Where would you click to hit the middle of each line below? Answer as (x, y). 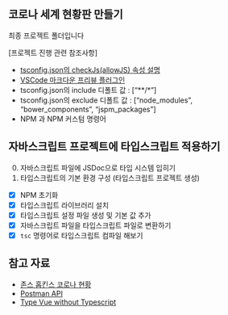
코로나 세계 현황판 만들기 (66, 15)
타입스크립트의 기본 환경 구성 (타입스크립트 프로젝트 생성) (110, 178)
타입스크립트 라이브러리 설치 (64, 205)
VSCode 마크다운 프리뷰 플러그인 (73, 80)
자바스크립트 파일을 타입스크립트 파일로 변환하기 (95, 225)
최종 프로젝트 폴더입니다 (46, 36)
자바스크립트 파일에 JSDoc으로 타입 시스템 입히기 (97, 167)
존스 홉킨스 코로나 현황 (56, 284)
